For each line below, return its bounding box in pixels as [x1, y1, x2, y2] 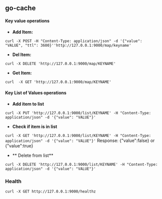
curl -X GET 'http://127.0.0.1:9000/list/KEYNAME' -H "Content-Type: [5, 133, 152, 138]
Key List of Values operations [5, 90, 67, 96]
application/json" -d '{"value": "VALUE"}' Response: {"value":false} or [5, 137, 155, 143]
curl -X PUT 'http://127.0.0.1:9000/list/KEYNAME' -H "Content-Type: [5, 110, 152, 116]
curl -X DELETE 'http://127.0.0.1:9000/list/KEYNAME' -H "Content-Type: [5, 162, 158, 167]
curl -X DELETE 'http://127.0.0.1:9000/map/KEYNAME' [5, 61, 116, 66]
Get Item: [12, 69, 32, 76]
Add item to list [12, 101, 44, 107]
